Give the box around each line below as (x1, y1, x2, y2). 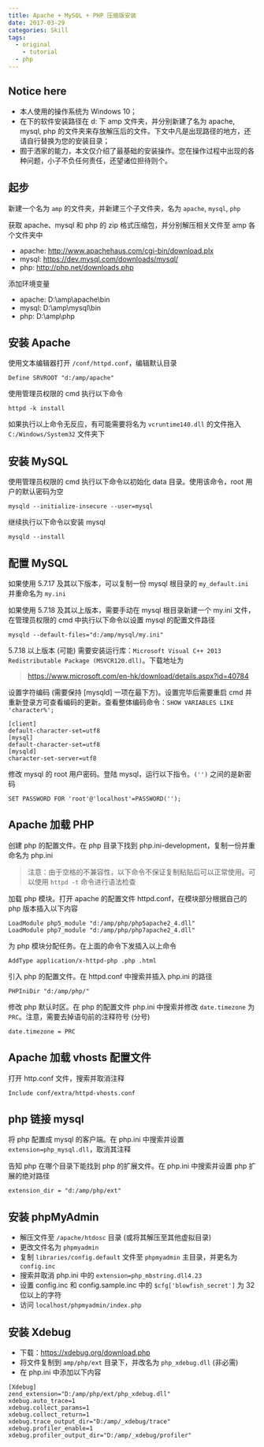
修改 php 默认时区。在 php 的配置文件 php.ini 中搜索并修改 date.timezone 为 (8, 1002, 255, 1011)
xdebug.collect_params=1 (8, 1404, 90, 1412)
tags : (8, 33, 26, 42)
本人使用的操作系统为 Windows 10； (19, 106, 138, 116)
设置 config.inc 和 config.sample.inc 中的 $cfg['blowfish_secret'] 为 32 (19, 1281, 255, 1290)
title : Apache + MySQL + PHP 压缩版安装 (8, 11, 136, 20)
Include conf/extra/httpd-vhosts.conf (8, 1089, 136, 1097)
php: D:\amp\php (19, 311, 75, 321)
